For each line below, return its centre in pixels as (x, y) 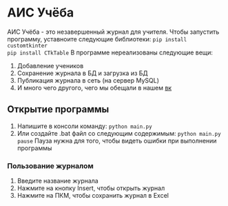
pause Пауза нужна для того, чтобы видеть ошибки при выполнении (117, 141)
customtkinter (28, 45)
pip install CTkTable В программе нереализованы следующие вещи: (110, 52)
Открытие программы (58, 109)
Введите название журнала (58, 181)
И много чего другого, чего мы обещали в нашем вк (94, 87)
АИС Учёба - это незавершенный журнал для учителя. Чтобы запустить (113, 32)
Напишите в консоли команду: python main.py (85, 126)
